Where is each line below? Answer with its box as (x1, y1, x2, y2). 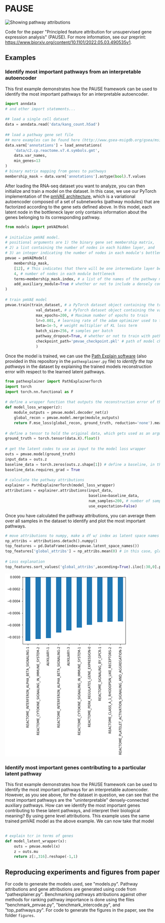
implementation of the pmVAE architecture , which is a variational (5, 193, 136, 199)
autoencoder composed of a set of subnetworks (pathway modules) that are (5, 198, 160, 205)
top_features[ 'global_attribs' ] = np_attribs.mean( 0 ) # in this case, (5, 549, 153, 554)
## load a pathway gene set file (5, 132, 74, 137)
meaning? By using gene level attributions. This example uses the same (5, 813, 150, 819)
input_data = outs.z (5, 457, 48, 461)
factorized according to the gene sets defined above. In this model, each (5, 204, 152, 210)
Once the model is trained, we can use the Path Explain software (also (5, 353, 147, 359)
